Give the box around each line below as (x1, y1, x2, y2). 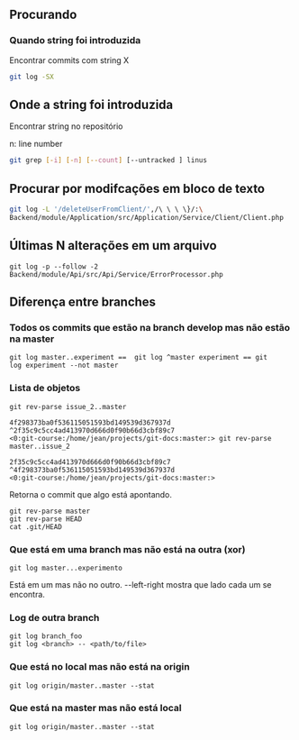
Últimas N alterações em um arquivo (9, 238, 218, 253)
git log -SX (9, 72, 54, 81)
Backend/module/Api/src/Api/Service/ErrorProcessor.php (9, 270, 223, 279)
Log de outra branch (9, 611, 100, 624)
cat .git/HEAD (9, 522, 63, 531)
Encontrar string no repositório (9, 121, 123, 132)
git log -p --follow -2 (9, 261, 99, 271)
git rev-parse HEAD (9, 514, 83, 524)
